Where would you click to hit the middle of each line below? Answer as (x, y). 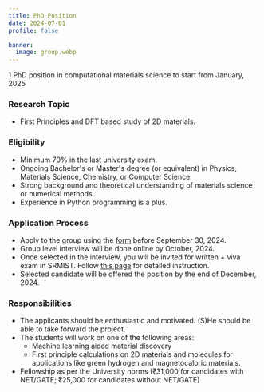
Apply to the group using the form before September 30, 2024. (123, 240)
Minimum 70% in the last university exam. (89, 160)
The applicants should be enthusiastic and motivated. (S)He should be (135, 321)
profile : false (33, 30)
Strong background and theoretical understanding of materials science (136, 185)
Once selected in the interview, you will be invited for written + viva (130, 257)
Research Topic (39, 105)
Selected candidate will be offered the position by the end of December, (138, 274)
